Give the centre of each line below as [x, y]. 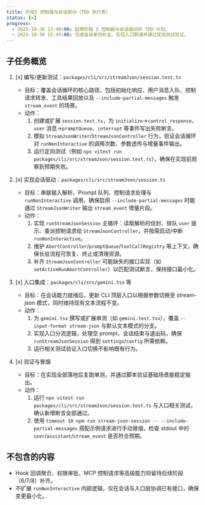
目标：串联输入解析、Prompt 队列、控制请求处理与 [88, 192]
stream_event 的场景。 [52, 105]
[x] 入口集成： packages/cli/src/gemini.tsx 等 [73, 282]
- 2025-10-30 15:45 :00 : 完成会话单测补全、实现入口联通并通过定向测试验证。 [100, 35]
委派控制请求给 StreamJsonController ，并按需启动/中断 [114, 231]
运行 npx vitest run [59, 397]
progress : [19, 23]
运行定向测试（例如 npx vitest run [78, 151]
